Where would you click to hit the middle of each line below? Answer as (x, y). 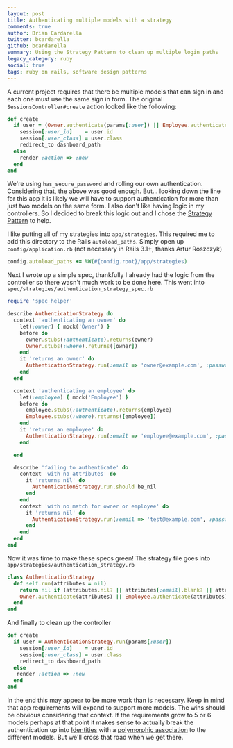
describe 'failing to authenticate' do (71, 467)
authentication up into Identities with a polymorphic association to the (107, 730)
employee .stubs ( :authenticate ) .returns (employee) (98, 410)
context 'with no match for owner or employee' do (94, 506)
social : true (26, 65)
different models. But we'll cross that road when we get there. (95, 737)
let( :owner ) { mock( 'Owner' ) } (65, 326)
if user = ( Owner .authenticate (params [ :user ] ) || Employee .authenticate (121, 126)
